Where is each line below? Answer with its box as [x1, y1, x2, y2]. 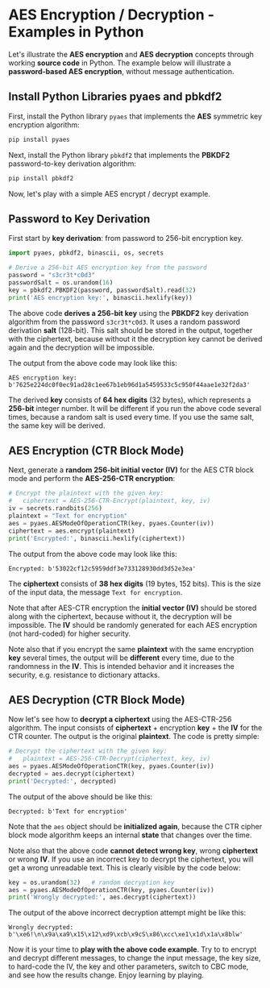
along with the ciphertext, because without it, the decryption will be [8, 611, 232, 621]
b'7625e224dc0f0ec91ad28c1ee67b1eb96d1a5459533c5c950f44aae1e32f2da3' [8, 380, 251, 388]
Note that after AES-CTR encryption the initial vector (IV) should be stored [8, 603, 257, 612]
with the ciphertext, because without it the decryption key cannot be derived [8, 334, 263, 343]
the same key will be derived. [8, 421, 106, 430]
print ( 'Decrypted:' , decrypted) [8, 777, 117, 785]
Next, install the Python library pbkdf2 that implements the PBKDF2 [8, 150, 231, 160]
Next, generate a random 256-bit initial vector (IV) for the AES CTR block [8, 465, 254, 475]
